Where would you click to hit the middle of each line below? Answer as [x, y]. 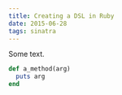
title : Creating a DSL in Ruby [61, 16]
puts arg [30, 77]
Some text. [26, 54]
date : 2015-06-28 [38, 24]
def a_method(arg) [39, 69]
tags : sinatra [33, 31]
